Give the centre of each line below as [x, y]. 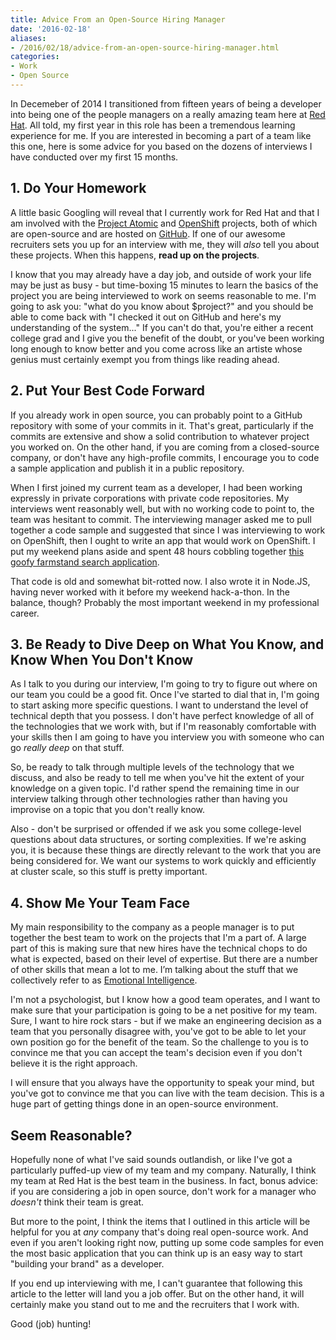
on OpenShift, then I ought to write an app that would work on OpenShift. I [163, 540]
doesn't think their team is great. [77, 1202]
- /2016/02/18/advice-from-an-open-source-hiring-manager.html [145, 47]
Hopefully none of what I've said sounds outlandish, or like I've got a [151, 1159]
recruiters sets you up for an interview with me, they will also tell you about [165, 244]
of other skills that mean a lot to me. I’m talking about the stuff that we [154, 970]
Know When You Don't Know [102, 659]
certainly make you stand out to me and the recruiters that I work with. [155, 1304]
